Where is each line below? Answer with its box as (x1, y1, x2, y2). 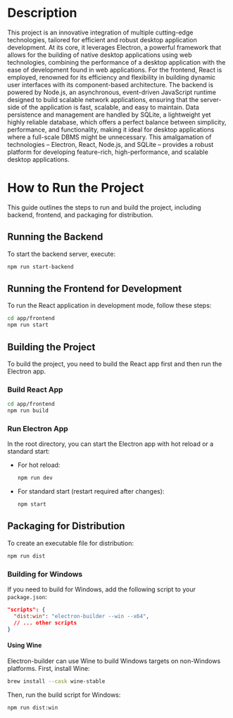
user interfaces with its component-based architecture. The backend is (7, 80, 213, 89)
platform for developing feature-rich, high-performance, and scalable (7, 148, 209, 156)
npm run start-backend (7, 263, 74, 270)
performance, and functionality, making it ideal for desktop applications (7, 125, 215, 134)
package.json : (7, 593, 47, 601)
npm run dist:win (7, 704, 58, 711)
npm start (17, 501, 47, 508)
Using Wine (7, 641, 42, 650)
